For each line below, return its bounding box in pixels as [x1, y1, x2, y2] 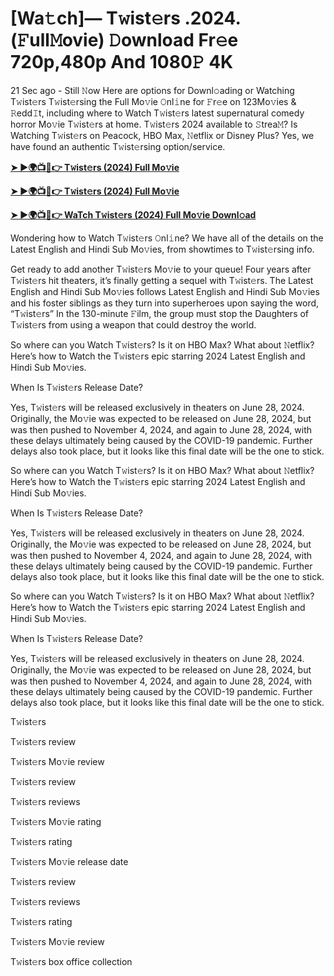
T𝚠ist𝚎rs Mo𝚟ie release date [10, 855, 129, 867]
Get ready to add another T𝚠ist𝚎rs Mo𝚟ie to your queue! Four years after [10, 263, 312, 275]
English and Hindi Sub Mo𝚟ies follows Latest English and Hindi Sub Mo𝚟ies [10, 285, 320, 297]
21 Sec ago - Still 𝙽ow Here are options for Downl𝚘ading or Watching [10, 84, 295, 96]
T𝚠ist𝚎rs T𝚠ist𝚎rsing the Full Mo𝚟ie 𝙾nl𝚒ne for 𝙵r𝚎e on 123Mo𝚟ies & [10, 95, 297, 107]
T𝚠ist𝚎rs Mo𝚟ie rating [10, 815, 102, 827]
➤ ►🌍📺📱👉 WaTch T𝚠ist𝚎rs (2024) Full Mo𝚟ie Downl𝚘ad [10, 208, 257, 221]
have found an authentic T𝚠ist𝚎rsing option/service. [10, 140, 226, 152]
